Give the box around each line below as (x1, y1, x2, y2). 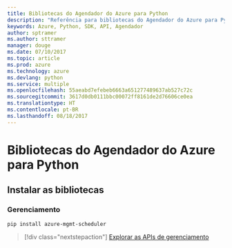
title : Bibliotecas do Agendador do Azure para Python (7, 10, 168, 17)
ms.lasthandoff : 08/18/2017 (7, 112, 88, 119)
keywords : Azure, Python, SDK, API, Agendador (7, 23, 144, 30)
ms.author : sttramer (7, 36, 67, 43)
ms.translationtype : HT (7, 100, 76, 107)
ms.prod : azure (7, 61, 51, 68)
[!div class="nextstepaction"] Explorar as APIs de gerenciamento (23, 233, 209, 241)
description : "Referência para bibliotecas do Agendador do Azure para (7, 17, 217, 23)
